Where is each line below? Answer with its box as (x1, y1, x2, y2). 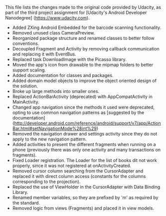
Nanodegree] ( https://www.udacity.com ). (5, 15, 90, 20)
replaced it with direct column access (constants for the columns (12, 173, 146, 179)
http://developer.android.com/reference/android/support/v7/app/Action (14, 120, 161, 126)
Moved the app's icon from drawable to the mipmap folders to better (12, 62, 154, 67)
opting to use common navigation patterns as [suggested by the (12, 109, 145, 115)
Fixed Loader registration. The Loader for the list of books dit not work (12, 157, 157, 163)
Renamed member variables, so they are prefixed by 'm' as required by (12, 194, 159, 200)
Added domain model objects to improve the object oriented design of (12, 77, 157, 83)
